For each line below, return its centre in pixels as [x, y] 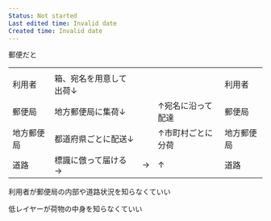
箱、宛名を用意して [91, 79]
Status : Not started [43, 16]
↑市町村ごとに [186, 133]
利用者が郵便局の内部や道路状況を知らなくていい [90, 192]
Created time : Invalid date [56, 31]
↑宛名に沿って [185, 106]
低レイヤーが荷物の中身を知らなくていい [75, 209]
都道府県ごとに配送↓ [94, 140]
